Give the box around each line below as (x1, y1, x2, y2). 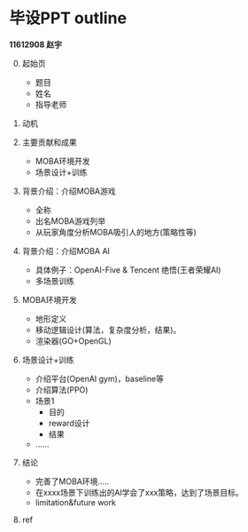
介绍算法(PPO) (35, 384, 89, 395)
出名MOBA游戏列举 (35, 215, 106, 226)
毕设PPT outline (9, 8, 127, 28)
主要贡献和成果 (21, 137, 77, 147)
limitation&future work (35, 496, 117, 507)
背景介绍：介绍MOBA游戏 (21, 186, 116, 196)
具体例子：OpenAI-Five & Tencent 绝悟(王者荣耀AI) (35, 264, 221, 275)
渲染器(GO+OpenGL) (35, 335, 112, 346)
